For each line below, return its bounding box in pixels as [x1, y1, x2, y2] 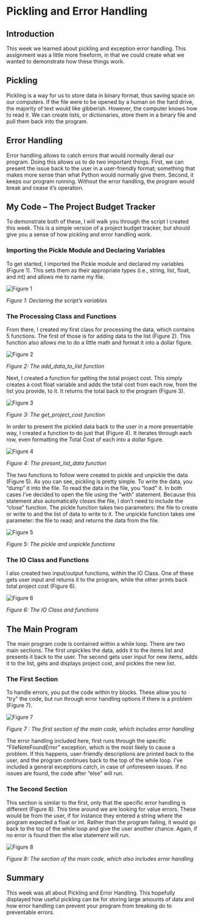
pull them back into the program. [6, 117, 88, 125]
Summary [6, 873, 44, 884]
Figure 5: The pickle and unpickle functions [6, 541, 116, 548]
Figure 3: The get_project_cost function [6, 411, 105, 419]
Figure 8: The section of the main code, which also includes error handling [6, 855, 194, 862]
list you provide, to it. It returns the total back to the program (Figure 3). [6, 387, 185, 395]
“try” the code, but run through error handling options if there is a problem [6, 695, 193, 703]
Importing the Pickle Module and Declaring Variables [6, 246, 166, 255]
